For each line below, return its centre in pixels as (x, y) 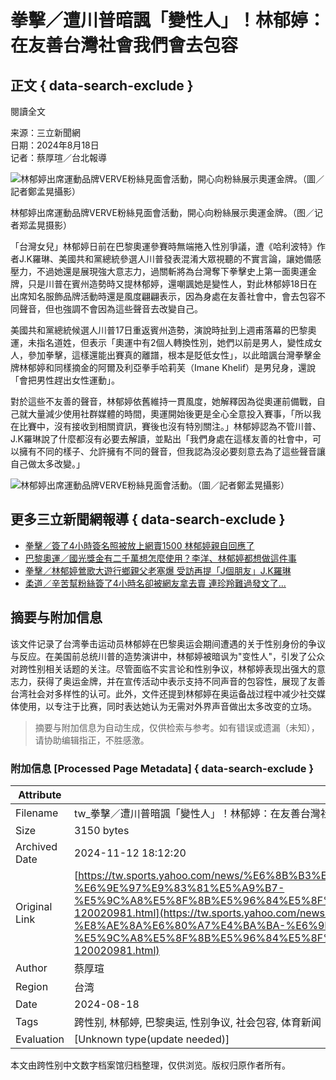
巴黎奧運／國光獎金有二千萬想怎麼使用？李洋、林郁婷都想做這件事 (160, 558)
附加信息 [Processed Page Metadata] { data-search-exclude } (162, 768)
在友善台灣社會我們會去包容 (124, 45)
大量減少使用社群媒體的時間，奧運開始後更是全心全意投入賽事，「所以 (170, 414)
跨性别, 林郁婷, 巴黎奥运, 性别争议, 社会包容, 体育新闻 (198, 1022)
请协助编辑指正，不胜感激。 (92, 740)
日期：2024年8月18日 (55, 145)
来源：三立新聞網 (45, 132)
